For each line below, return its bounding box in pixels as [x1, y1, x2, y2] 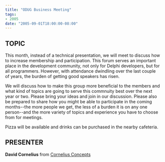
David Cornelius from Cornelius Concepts [5, 151, 91, 157]
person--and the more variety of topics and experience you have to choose [5, 109, 159, 115]
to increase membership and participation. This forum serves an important [5, 58, 156, 64]
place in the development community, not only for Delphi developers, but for [5, 63, 160, 69]
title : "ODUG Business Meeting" [5, 7, 71, 12]
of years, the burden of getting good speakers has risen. [5, 74, 120, 80]
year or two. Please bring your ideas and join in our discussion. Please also [5, 93, 157, 99]
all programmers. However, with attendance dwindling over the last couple [5, 68, 156, 74]
